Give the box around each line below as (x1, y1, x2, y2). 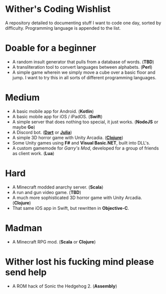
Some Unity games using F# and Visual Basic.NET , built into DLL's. (12, 140, 150, 146)
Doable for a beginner (5, 43, 97, 54)
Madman (5, 222, 43, 234)
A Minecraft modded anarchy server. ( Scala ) (12, 184, 104, 190)
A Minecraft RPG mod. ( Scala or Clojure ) (12, 239, 96, 245)
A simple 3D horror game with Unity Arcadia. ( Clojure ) (12, 135, 123, 141)
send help (5, 266, 47, 278)
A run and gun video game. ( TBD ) (12, 189, 81, 195)
